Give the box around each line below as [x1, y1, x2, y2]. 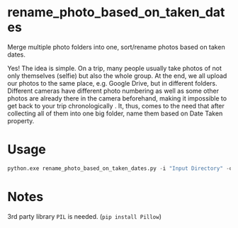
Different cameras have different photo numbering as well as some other [7, 86, 220, 95]
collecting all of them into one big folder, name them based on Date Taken [7, 109, 223, 118]
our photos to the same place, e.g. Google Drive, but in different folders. [7, 79, 217, 87]
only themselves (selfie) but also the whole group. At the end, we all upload [7, 72, 227, 80]
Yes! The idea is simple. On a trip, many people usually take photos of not [7, 64, 222, 72]
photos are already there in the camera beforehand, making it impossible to [7, 93, 227, 103]
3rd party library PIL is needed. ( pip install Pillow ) [7, 212, 161, 220]
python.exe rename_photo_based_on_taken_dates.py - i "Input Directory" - [7, 164, 230, 172]
